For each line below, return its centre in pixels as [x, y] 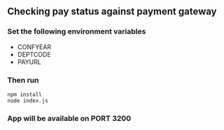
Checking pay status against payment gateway [112, 12]
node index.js [28, 100]
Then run [23, 80]
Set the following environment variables [77, 32]
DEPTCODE [34, 54]
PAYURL [29, 62]
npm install [24, 94]
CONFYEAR [34, 47]
